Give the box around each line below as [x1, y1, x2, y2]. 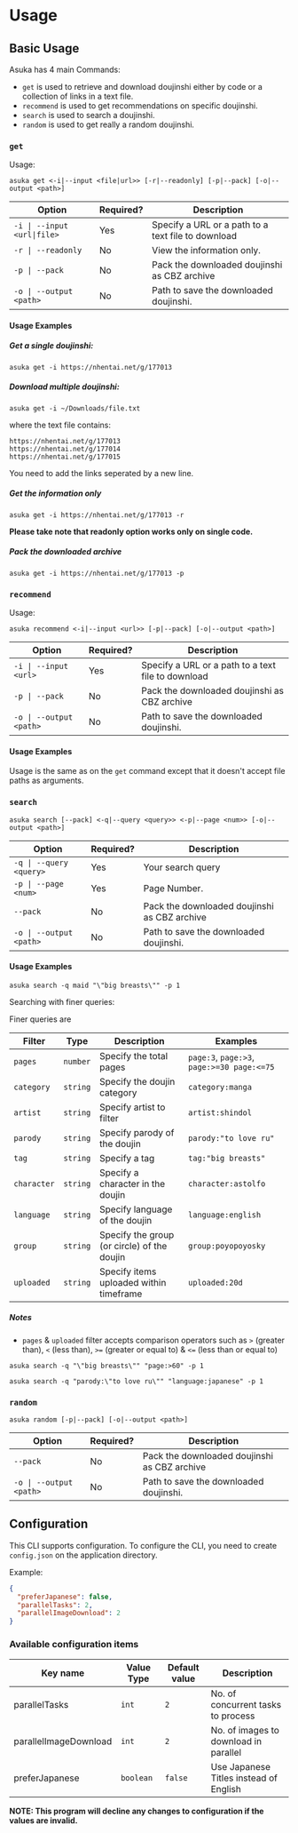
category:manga [187, 1081, 253, 1092]
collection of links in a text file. [21, 91, 134, 101]
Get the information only [9, 488, 102, 498]
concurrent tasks [210, 1698, 282, 1710]
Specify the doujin [98, 1075, 176, 1088]
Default [167, 1661, 200, 1673]
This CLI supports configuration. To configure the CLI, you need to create [9, 1540, 278, 1550]
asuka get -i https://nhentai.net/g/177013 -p [9, 569, 184, 578]
